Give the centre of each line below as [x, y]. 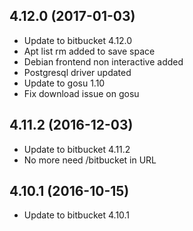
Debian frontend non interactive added [103, 61]
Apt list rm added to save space [89, 51]
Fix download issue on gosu [81, 93]
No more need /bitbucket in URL [90, 160]
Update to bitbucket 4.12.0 [78, 40]
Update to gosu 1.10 [64, 83]
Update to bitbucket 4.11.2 [77, 149]
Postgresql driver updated [77, 72]
